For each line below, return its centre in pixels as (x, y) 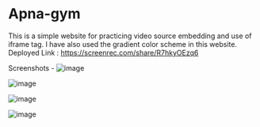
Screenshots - (31, 67)
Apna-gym (44, 14)
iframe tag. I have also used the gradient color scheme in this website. (123, 44)
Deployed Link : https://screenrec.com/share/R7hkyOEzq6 (103, 52)
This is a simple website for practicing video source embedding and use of (130, 36)
